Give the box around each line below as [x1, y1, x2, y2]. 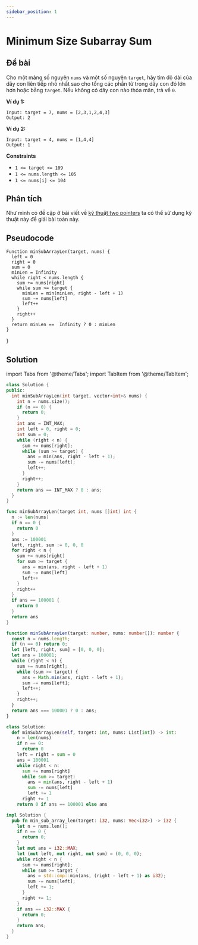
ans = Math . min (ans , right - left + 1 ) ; [21, 674, 124, 680]
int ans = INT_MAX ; [17, 421, 65, 427]
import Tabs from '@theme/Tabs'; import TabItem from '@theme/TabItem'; [6, 370, 189, 378]
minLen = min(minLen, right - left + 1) [21, 290, 124, 296]
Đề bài [6, 58, 31, 68]
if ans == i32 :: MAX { [17, 906, 70, 912]
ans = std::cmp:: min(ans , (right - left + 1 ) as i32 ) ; [27, 873, 166, 879]
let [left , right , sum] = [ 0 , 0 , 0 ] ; [11, 647, 105, 653]
